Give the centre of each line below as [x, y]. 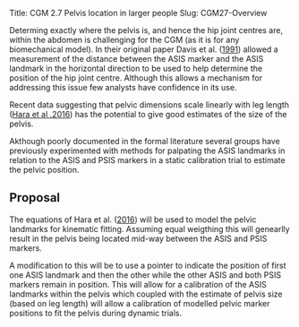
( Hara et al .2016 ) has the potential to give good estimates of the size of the [148, 114]
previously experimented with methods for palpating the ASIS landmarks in [147, 151]
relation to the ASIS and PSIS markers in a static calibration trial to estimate [147, 160]
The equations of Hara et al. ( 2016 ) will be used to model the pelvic [133, 219]
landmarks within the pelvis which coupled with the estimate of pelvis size [146, 294]
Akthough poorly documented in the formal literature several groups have [145, 141]
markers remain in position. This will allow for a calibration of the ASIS [138, 284]
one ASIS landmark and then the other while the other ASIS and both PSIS [145, 275]
